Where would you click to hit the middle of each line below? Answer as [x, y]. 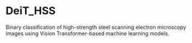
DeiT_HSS [31, 11]
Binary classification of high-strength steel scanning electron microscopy [96, 27]
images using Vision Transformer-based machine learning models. [88, 33]
